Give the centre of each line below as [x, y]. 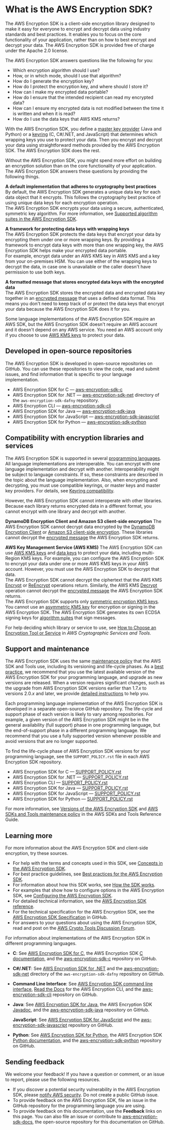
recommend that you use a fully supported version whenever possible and [83, 736]
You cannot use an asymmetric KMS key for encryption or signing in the [80, 607]
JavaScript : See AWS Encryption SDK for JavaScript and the [76, 1020]
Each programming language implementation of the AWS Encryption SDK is [84, 703]
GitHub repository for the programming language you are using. [79, 1106]
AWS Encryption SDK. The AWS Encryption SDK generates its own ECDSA [83, 612]
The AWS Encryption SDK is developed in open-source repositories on [79, 363]
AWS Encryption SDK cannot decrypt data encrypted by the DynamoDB [80, 527]
